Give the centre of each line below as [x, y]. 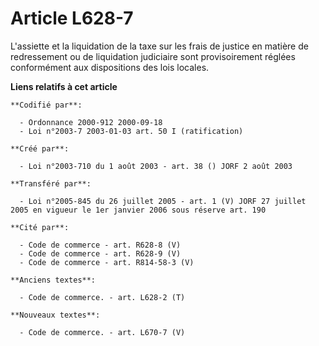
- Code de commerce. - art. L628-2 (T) [102, 297]
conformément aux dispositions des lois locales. [110, 67]
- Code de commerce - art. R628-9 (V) [100, 253]
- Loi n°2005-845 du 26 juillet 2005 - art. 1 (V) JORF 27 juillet [163, 201]
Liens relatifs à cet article [64, 86]
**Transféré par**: [51, 183]
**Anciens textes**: [53, 280]
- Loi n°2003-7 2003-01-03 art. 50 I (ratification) [131, 131]
